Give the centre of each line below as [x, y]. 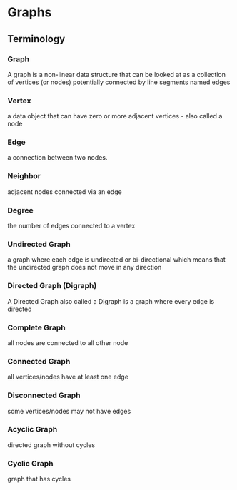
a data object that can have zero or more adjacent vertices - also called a [115, 116]
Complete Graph [36, 327]
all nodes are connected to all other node [68, 342]
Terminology [36, 39]
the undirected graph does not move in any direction [85, 267]
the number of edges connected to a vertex [71, 226]
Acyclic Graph [32, 429]
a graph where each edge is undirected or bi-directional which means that [117, 260]
